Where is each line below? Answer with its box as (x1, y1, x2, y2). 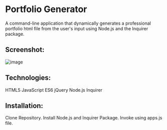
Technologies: (5, 74, 51, 82)
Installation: (5, 101, 44, 110)
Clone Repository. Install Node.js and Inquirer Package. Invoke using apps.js (5, 115, 162, 121)
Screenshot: (5, 45, 45, 54)
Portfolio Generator (5, 4, 87, 15)
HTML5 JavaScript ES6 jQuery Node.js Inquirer (5, 87, 103, 93)
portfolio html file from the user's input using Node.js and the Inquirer (5, 25, 148, 31)
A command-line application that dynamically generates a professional (5, 20, 151, 26)
